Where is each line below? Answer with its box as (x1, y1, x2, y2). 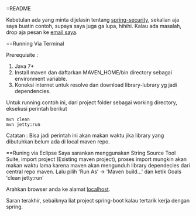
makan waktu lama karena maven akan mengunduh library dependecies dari (6, 162, 190, 169)
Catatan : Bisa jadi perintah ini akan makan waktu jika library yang (6, 132, 164, 139)
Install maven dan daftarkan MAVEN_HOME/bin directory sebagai (14, 69, 173, 76)
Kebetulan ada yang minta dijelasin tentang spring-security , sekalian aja (6, 16, 180, 23)
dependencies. (14, 88, 51, 94)
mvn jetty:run (6, 122, 41, 128)
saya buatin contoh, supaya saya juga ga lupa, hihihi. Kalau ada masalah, (6, 23, 182, 29)
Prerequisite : (6, 52, 38, 58)
